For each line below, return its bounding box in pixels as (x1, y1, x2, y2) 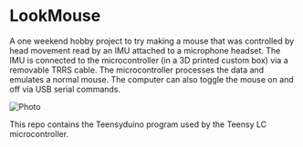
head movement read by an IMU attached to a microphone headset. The (9, 44, 281, 55)
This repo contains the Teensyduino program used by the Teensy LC (9, 119, 267, 130)
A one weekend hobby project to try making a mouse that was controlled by (9, 35, 295, 46)
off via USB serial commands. (9, 83, 121, 94)
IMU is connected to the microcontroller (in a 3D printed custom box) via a (9, 54, 289, 65)
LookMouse (9, 5, 101, 26)
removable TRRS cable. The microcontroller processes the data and (9, 64, 265, 75)
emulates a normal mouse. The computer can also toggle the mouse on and (9, 73, 294, 84)
